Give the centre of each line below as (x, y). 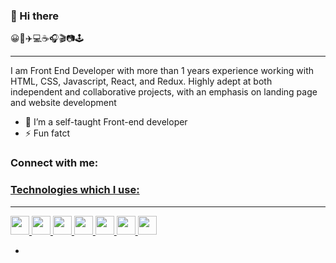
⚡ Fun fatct (47, 133)
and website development (63, 103)
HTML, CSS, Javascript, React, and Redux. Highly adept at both (141, 81)
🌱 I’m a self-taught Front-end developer (106, 122)
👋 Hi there (35, 16)
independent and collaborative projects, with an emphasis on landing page (164, 92)
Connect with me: (54, 163)
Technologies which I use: (75, 190)
